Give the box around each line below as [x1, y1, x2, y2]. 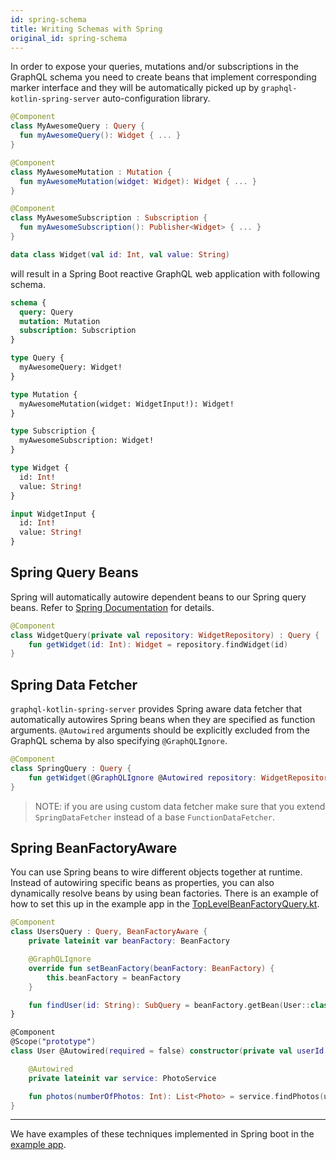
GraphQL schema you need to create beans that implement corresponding [10, 71, 317, 83]
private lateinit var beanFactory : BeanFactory [28, 936, 230, 946]
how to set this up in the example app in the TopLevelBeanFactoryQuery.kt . [10, 898, 320, 910]
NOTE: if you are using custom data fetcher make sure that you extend [34, 800, 326, 812]
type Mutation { [10, 389, 78, 400]
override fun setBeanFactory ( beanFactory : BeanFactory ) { [28, 963, 275, 973]
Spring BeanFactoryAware [10, 840, 178, 857]
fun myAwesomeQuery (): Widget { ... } [19, 131, 182, 141]
